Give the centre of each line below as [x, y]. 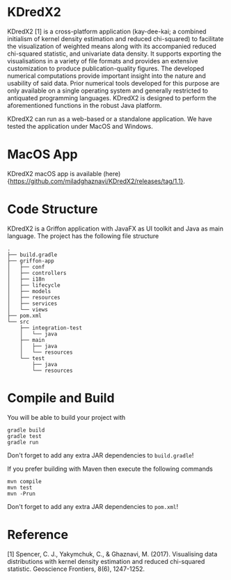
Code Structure [53, 209]
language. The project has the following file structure [83, 236]
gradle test [24, 436]
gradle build [26, 430]
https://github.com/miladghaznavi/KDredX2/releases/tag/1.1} [96, 181]
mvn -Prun [22, 494]
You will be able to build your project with [66, 417]
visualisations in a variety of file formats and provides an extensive [103, 61]
